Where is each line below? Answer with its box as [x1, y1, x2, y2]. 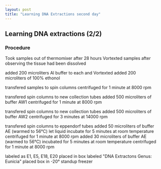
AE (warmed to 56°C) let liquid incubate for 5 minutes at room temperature [5, 129, 154, 134]
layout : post [5, 7, 32, 12]
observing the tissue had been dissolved [5, 60, 86, 66]
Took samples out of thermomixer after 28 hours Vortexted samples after [5, 56, 151, 61]
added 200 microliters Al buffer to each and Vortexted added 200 [5, 70, 136, 76]
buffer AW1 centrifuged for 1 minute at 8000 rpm [5, 99, 102, 105]
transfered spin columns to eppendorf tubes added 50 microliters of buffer [5, 123, 154, 129]
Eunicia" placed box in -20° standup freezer [5, 159, 93, 165]
